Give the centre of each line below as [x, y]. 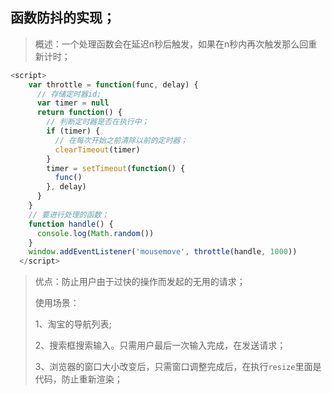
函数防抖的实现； [63, 18]
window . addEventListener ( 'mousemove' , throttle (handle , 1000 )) [163, 252]
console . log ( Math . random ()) [95, 233]
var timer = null [73, 103]
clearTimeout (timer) [97, 149]
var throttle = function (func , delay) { [113, 84]
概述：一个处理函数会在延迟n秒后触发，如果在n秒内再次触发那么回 [171, 44]
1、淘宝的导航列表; [73, 324]
